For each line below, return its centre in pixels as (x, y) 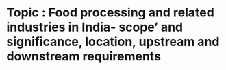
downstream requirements (84, 57)
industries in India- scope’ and (95, 27)
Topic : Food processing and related (111, 13)
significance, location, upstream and (113, 42)
